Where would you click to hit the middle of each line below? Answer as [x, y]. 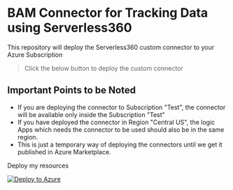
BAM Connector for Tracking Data [108, 13]
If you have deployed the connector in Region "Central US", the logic [116, 122]
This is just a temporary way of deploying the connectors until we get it [120, 144]
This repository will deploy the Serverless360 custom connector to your [111, 47]
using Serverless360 [70, 28]
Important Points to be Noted [72, 90]
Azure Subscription [35, 55]
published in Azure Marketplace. [64, 151]
